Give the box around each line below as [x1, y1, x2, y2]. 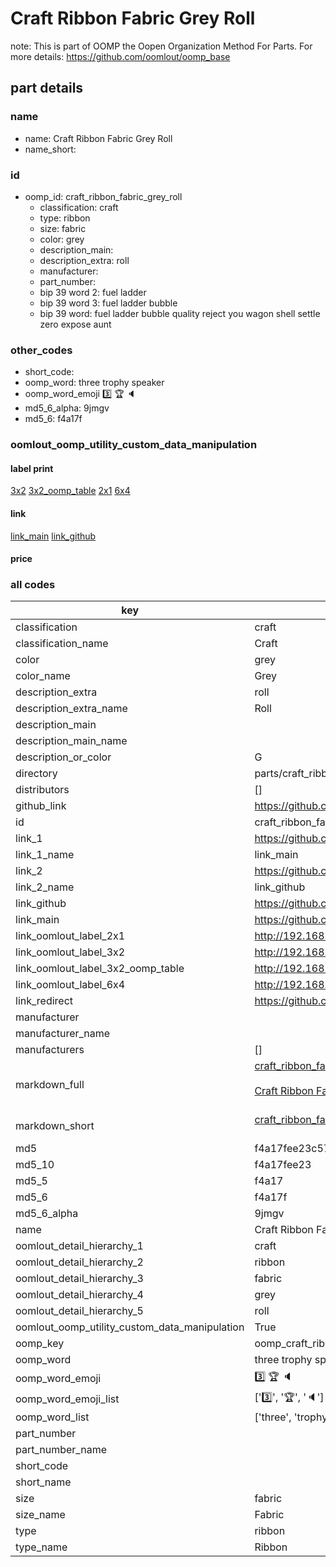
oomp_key [15, 1337, 65, 1351]
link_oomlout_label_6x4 [15, 978, 126, 992]
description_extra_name [15, 702, 128, 716]
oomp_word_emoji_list [15, 1392, 120, 1406]
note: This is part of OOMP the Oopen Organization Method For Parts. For [10, 40, 313, 52]
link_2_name [15, 880, 75, 894]
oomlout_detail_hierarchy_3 [15, 1272, 144, 1286]
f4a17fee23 [254, 1158, 312, 1172]
